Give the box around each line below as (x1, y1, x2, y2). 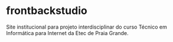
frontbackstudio (6, 4, 87, 17)
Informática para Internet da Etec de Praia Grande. (6, 29, 129, 36)
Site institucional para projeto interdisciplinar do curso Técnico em (6, 23, 167, 30)
